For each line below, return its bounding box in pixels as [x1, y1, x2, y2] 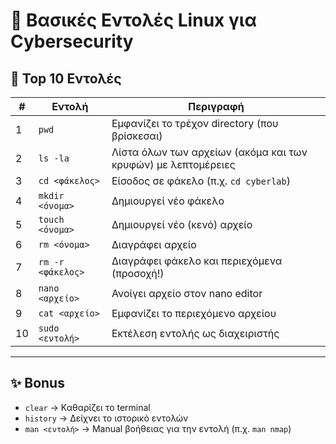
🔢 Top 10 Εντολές [10, 70, 122, 87]
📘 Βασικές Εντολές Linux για [10, 9, 257, 32]
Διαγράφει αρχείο [111, 238, 197, 251]
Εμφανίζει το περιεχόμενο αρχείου [111, 307, 277, 320]
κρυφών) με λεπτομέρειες [111, 158, 236, 171]
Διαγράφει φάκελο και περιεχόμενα [111, 254, 283, 268]
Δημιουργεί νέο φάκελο [111, 194, 225, 208]
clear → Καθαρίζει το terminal [24, 401, 151, 413]
